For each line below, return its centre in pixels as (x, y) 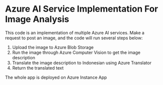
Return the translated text (38, 68)
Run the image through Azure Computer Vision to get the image (76, 52)
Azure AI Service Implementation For (81, 9)
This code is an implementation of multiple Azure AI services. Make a (75, 33)
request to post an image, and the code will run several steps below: (74, 38)
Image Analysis (37, 19)
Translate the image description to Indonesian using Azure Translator (82, 63)
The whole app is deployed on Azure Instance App (56, 77)
